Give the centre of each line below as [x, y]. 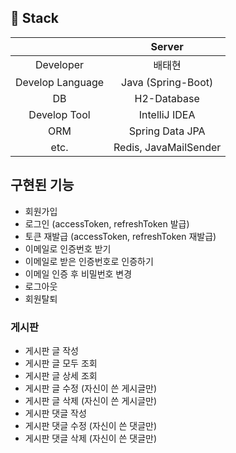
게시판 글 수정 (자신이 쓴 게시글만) [91, 388]
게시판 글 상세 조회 [61, 375]
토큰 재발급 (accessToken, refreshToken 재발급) [120, 236]
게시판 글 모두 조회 [61, 363]
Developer [59, 64]
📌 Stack [35, 18]
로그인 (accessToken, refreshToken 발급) [107, 223]
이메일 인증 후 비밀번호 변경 [78, 273]
